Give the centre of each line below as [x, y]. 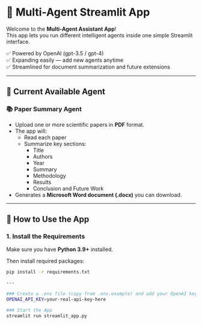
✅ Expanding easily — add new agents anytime [65, 60]
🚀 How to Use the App [48, 220]
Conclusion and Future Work [68, 188]
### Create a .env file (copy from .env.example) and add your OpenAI [96, 294]
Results [42, 182]
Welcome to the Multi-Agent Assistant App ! [61, 29]
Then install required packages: [45, 261]
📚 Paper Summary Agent [44, 109]
